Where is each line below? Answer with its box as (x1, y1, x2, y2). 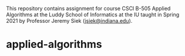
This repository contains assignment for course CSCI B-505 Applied (6, 5, 171, 12)
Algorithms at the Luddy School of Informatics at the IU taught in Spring (6, 11, 180, 18)
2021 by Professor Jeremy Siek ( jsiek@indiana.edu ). (6, 17, 133, 24)
